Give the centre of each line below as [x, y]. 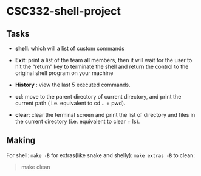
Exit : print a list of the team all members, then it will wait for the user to [104, 60]
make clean [36, 167]
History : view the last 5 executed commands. [73, 85]
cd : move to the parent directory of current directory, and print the [98, 97]
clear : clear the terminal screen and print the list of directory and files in [105, 115]
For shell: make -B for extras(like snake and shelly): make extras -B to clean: [101, 155]
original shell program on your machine [64, 73]
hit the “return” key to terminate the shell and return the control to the [102, 66]
